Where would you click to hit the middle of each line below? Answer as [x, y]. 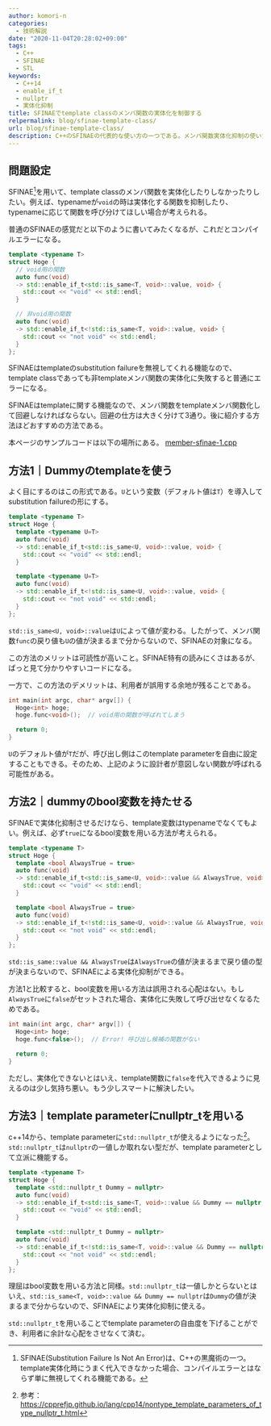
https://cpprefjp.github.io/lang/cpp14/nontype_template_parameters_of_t [141, 1404]
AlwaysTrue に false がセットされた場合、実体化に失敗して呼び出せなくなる [131, 999]
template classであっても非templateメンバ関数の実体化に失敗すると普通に [131, 378]
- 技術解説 [31, 31]
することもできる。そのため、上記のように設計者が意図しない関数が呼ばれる [135, 764]
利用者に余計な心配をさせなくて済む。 [85, 1333]
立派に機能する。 [44, 1157]
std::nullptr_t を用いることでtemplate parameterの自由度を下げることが [130, 1324]
